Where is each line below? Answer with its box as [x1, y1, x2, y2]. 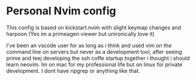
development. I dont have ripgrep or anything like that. [6, 67, 140, 74]
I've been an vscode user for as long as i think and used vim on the [6, 42, 172, 49]
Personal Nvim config [6, 4, 116, 18]
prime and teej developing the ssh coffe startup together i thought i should [6, 54, 190, 61]
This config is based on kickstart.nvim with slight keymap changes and [6, 24, 182, 31]
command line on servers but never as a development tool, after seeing [6, 48, 182, 55]
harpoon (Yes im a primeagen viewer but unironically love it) [6, 30, 155, 37]
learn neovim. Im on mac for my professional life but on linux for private [6, 61, 183, 68]
